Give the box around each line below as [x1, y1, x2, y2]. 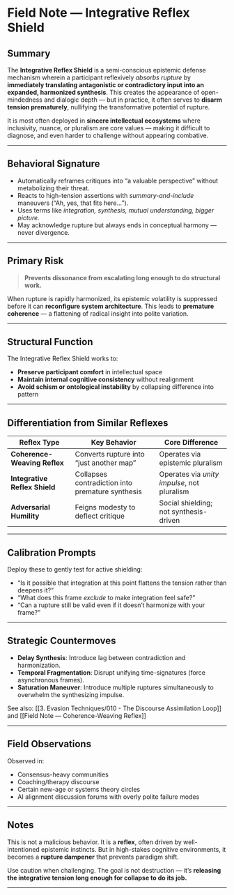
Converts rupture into [75, 450, 145, 459]
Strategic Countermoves [7, 635, 116, 647]
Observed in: [7, 756, 45, 765]
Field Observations [7, 738, 92, 750]
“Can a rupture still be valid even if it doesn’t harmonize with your [17, 601, 205, 609]
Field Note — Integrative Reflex [7, 5, 190, 21]
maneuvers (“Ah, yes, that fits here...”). [17, 199, 129, 207]
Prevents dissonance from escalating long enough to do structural [24, 273, 221, 282]
